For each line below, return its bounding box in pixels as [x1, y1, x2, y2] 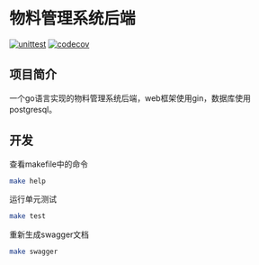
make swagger [9, 247, 58, 257]
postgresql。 [9, 104, 57, 114]
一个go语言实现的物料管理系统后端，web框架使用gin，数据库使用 [9, 92, 252, 104]
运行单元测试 [9, 194, 57, 205]
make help [9, 177, 47, 186]
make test [9, 212, 47, 221]
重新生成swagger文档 [9, 229, 90, 240]
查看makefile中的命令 [9, 159, 88, 169]
